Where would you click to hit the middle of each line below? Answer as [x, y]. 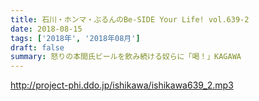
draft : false [37, 47]
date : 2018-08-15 [46, 29]
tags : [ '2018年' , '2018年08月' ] [75, 38]
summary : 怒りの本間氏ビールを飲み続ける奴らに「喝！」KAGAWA [126, 57]
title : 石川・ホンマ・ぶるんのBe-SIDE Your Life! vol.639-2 [130, 19]
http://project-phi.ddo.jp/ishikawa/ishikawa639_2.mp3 [122, 85]
